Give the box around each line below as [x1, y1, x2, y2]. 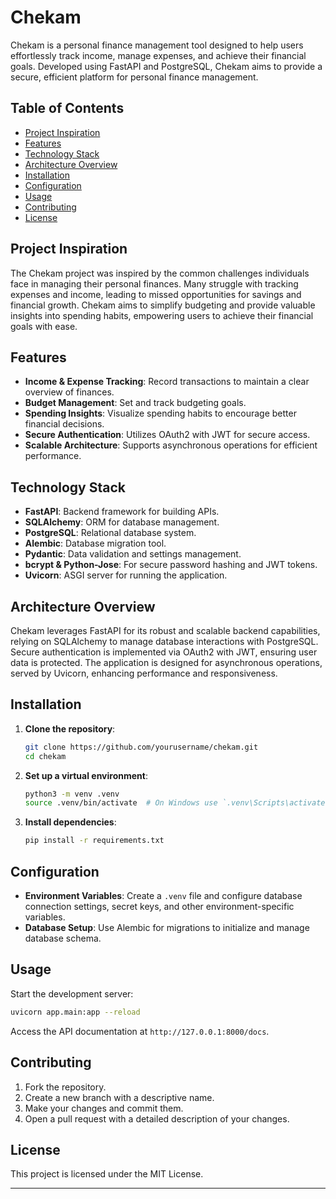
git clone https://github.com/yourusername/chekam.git [24, 742, 259, 752]
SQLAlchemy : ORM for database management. [24, 516, 220, 528]
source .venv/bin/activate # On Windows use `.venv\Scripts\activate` [24, 798, 330, 808]
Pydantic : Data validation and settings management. [24, 548, 242, 560]
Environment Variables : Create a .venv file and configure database [24, 890, 303, 901]
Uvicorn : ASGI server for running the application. [24, 569, 228, 581]
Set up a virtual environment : [24, 769, 148, 781]
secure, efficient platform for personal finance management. [10, 71, 259, 83]
